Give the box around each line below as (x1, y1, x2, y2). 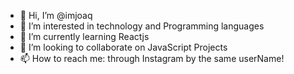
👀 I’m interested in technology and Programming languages (19, 20, 265, 32)
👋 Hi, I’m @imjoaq (19, 10, 93, 21)
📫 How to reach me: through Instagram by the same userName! (19, 53, 285, 64)
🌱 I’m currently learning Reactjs (19, 31, 150, 42)
